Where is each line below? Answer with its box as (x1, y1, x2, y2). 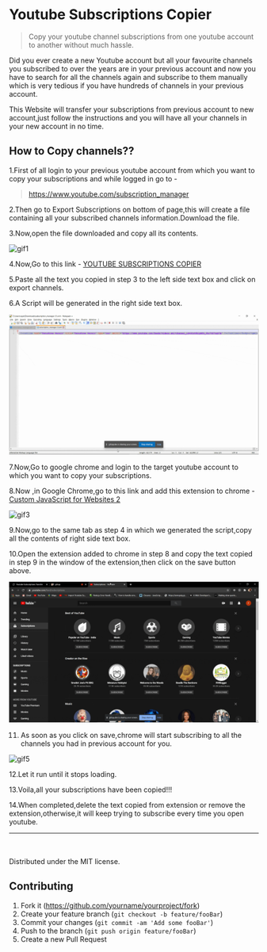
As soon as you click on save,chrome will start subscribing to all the (20, 730, 242, 740)
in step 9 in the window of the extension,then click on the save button (9, 557, 236, 568)
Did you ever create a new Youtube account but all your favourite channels (9, 55, 253, 65)
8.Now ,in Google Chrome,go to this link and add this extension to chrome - (9, 486, 256, 496)
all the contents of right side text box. (9, 533, 132, 544)
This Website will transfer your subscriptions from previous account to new (9, 105, 254, 114)
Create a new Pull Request (20, 934, 108, 944)
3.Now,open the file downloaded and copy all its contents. (9, 228, 199, 238)
